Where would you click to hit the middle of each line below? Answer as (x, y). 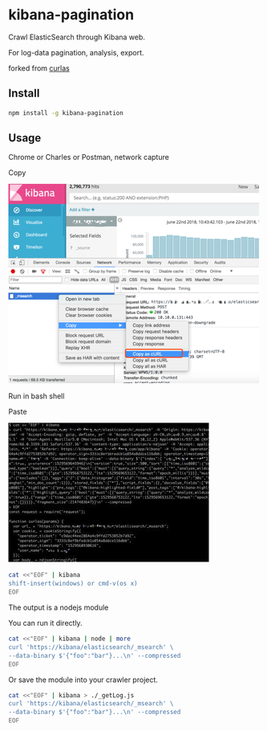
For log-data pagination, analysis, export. (76, 52)
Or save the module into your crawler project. (83, 680)
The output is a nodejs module (59, 607)
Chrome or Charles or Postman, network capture (89, 157)
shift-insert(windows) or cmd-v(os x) (73, 584)
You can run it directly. (45, 623)
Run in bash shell (36, 396)
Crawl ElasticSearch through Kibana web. (77, 37)
